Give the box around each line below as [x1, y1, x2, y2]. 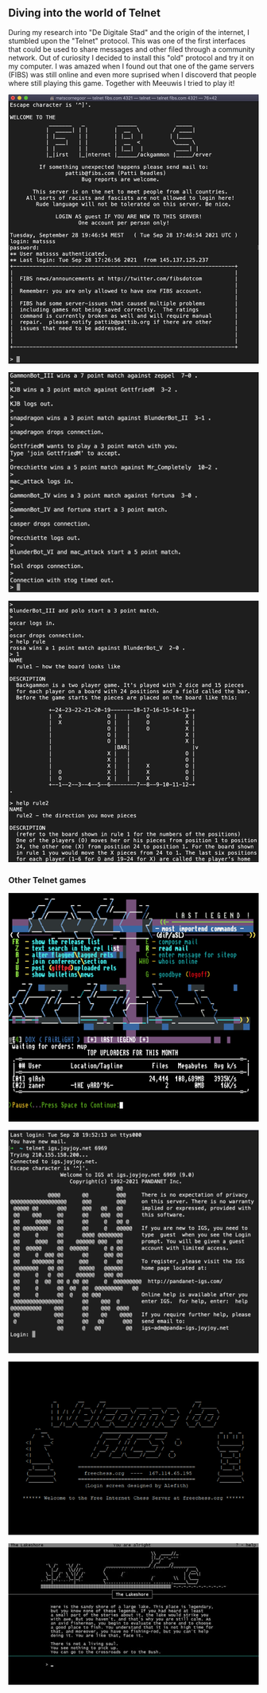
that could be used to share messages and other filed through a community [8, 44, 256, 54]
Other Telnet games [8, 874, 87, 885]
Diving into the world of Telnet [8, 6, 161, 20]
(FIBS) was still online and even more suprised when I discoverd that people [8, 69, 257, 79]
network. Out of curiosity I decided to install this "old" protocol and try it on [8, 53, 254, 62]
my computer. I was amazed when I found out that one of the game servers [8, 61, 254, 71]
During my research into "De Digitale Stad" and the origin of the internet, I [8, 27, 250, 37]
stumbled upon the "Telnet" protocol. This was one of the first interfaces [8, 36, 246, 45]
